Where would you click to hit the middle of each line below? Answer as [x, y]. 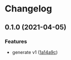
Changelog [28, 9]
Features [16, 41]
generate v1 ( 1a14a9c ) [35, 52]
